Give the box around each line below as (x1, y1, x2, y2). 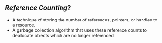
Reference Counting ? (5, 4, 71, 12)
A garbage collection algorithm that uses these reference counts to (12, 27, 147, 33)
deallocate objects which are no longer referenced (12, 32, 114, 38)
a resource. (12, 22, 36, 28)
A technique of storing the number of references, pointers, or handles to (12, 17, 158, 22)
